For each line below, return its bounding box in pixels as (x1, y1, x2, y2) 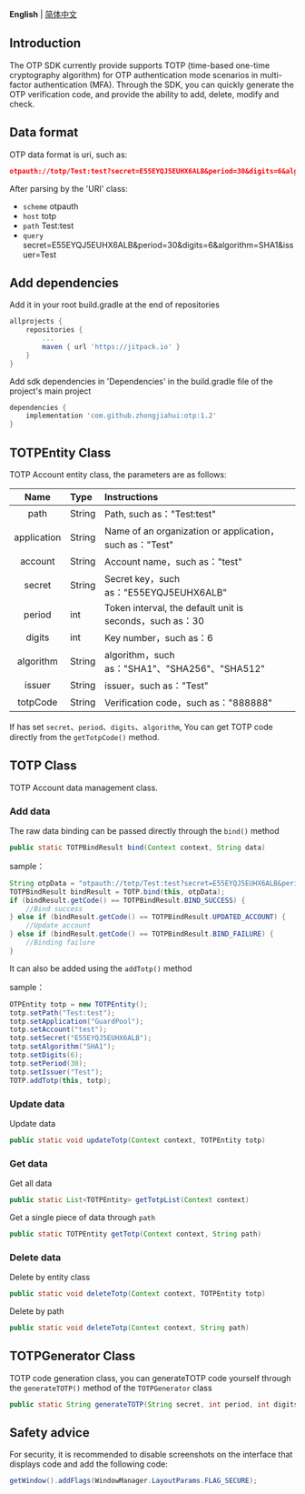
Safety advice (9, 1425, 90, 1440)
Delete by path (9, 1306, 64, 1317)
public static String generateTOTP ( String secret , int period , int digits (9, 1399, 299, 1409)
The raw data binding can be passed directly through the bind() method (9, 826, 280, 837)
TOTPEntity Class (9, 445, 112, 460)
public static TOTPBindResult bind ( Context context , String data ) (9, 843, 266, 853)
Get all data (9, 1178, 53, 1189)
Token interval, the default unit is (103, 602, 243, 614)
